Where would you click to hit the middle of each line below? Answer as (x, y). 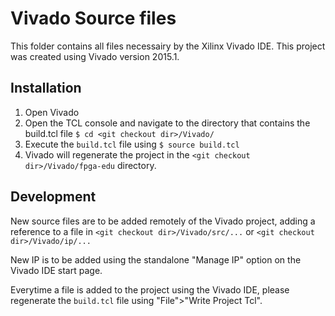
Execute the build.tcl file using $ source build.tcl (132, 144)
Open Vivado (52, 112)
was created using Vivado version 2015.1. (95, 56)
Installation (46, 88)
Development (53, 197)
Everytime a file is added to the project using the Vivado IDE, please (150, 289)
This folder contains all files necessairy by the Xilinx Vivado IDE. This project (168, 46)
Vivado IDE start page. (56, 270)
